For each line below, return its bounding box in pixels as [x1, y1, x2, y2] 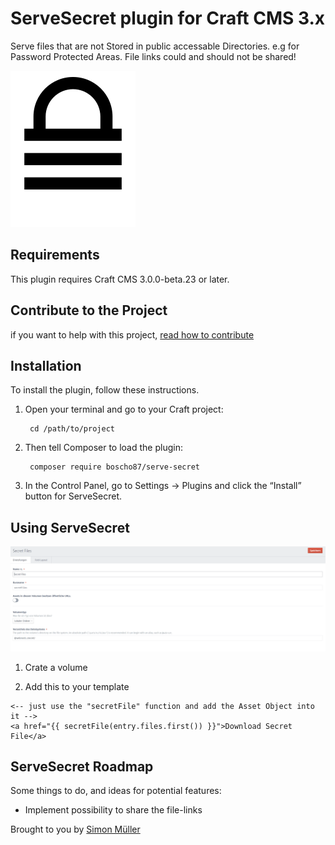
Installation [10, 357, 82, 374]
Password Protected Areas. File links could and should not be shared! [10, 50, 297, 62]
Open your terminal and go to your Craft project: [24, 403, 224, 416]
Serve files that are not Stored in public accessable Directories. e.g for [10, 40, 300, 52]
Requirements [10, 247, 100, 264]
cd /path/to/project [29, 424, 115, 434]
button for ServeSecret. [24, 490, 122, 502]
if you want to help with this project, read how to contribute [10, 328, 255, 341]
